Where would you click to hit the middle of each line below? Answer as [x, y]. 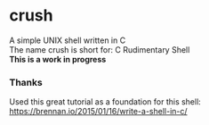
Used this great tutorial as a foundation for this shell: [105, 102]
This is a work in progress [58, 59]
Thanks [26, 82]
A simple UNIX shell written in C [68, 40]
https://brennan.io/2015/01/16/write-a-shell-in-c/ [99, 112]
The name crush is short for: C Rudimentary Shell [100, 49]
